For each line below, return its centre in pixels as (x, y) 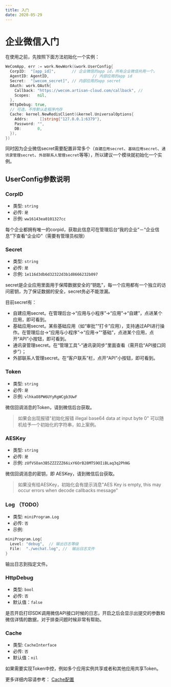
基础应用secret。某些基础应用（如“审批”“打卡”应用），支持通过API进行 (86, 326)
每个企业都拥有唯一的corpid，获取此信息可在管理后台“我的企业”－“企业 (80, 230)
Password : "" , (29, 124)
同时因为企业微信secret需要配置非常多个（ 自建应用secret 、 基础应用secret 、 (84, 149)
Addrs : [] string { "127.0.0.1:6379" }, (58, 119)
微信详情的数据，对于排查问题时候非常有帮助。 (55, 620)
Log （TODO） (24, 504)
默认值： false (27, 602)
